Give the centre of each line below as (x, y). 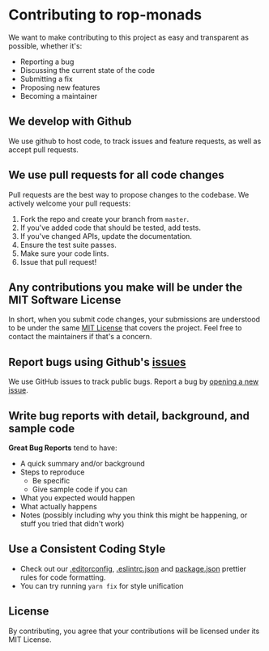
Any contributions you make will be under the (126, 287)
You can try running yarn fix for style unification (102, 585)
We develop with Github (70, 122)
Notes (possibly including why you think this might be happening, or (134, 515)
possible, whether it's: (45, 45)
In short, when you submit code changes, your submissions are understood (134, 319)
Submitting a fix (46, 79)
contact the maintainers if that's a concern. (80, 337)
